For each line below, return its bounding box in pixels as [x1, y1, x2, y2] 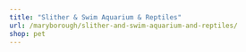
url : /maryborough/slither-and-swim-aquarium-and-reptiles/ [9, 21, 239, 30]
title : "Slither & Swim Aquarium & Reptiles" [9, 12, 182, 22]
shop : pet [9, 29, 47, 38]
